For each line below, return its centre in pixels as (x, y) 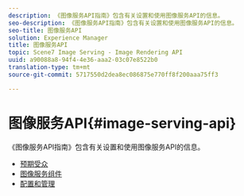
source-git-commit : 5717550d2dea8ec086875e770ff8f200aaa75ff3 (113, 75)
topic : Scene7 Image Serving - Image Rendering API (95, 52)
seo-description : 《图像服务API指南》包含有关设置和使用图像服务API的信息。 (123, 23)
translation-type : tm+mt (49, 67)
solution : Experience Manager (58, 38)
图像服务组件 (41, 173)
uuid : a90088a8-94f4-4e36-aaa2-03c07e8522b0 (83, 60)
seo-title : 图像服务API (45, 30)
